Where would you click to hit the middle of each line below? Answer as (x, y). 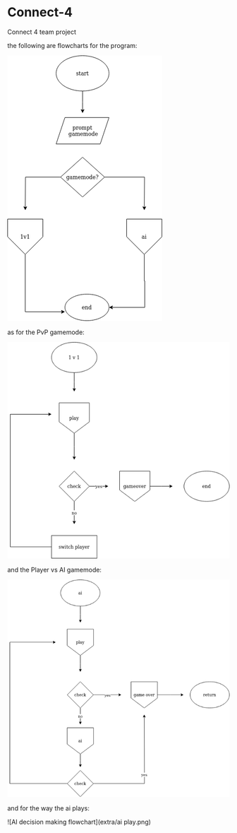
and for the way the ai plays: (48, 808)
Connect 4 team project (42, 32)
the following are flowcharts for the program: (72, 45)
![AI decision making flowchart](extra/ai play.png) (79, 822)
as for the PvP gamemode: (46, 332)
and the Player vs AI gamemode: (55, 570)
